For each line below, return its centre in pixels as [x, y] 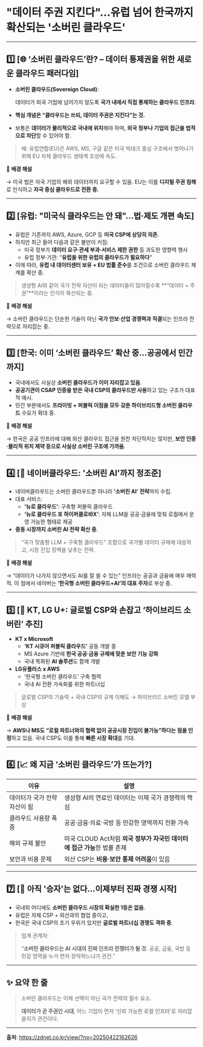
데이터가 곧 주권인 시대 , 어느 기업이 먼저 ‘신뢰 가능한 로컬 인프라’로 [98, 1011]
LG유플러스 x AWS [37, 669]
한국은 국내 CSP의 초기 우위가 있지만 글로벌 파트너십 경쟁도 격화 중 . [94, 923]
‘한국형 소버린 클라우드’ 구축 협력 [63, 676]
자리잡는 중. [36, 326]
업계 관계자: [35, 935]
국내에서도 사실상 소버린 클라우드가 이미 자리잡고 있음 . [78, 382]
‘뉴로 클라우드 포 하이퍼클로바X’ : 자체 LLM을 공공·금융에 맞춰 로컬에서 [106, 514]
